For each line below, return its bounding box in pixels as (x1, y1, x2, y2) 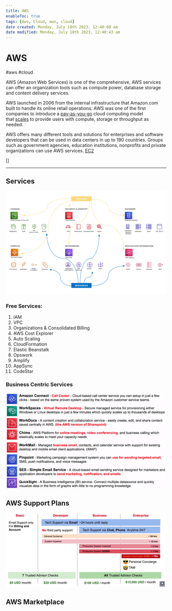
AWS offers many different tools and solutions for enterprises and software (6, 132, 164, 138)
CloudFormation (13, 341, 47, 347)
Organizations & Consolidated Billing (13, 325, 90, 331)
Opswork (13, 352, 33, 358)
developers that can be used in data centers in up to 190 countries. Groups (6, 137, 163, 143)
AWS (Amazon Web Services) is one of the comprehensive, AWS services (6, 79, 161, 85)
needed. (6, 121, 23, 128)
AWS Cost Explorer (13, 330, 54, 337)
